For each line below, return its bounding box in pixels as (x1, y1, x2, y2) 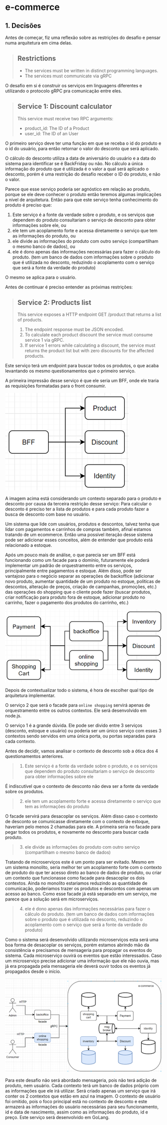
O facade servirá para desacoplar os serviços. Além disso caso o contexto (5, 813, 158, 819)
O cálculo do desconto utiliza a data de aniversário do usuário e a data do (5, 155, 156, 161)
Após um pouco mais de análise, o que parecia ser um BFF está (5, 552, 136, 558)
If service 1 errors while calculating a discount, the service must (24, 342, 156, 348)
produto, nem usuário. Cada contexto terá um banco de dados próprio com (5, 1082, 159, 1089)
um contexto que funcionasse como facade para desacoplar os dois (5, 875, 145, 881)
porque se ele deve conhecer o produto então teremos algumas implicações (5, 191, 162, 197)
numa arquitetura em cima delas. (5, 40, 73, 46)
